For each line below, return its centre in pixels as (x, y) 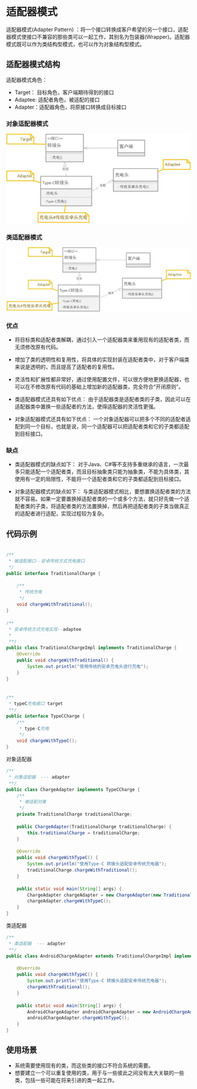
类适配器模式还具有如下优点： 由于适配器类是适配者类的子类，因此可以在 (103, 399)
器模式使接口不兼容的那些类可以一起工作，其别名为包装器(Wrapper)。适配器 (98, 36)
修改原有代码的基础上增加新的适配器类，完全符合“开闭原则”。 (109, 387)
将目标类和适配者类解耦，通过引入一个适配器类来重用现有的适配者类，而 (102, 340)
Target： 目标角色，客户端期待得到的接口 (64, 92)
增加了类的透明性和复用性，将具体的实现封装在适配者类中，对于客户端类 (102, 360)
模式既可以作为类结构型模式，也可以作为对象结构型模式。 (75, 44)
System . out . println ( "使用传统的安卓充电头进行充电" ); (88, 666)
